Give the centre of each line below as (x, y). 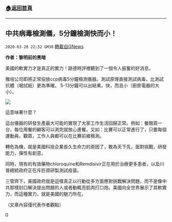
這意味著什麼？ (21, 112)
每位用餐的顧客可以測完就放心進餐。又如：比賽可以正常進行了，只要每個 (90, 130)
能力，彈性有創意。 (26, 153)
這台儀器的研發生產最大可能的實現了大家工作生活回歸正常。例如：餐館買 (81, 123)
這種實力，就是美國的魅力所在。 (52, 194)
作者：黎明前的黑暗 (26, 58)
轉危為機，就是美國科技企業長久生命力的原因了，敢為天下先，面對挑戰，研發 (86, 147)
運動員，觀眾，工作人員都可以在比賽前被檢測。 (55, 136)
